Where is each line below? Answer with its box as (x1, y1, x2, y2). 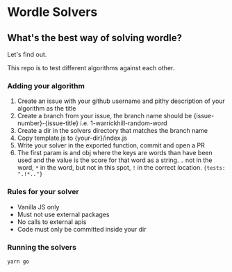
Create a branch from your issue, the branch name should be (17, 112, 192, 120)
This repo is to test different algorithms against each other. (7, 64, 175, 72)
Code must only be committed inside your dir (17, 225, 147, 233)
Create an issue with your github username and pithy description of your (17, 97, 226, 105)
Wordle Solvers (7, 4, 98, 20)
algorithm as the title (17, 104, 76, 113)
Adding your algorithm (7, 81, 85, 90)
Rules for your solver (7, 187, 79, 197)
